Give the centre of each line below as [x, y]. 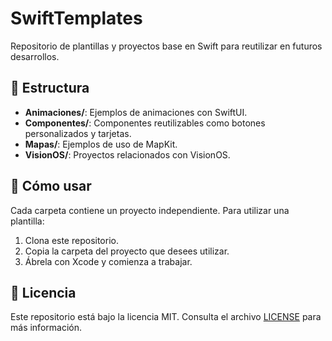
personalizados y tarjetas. [78, 133]
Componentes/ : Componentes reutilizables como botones [145, 123]
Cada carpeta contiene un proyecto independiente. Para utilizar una [150, 210]
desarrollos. [35, 56]
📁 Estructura [50, 88]
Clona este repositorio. [71, 240]
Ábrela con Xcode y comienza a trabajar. [108, 261]
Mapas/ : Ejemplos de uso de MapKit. [101, 144]
